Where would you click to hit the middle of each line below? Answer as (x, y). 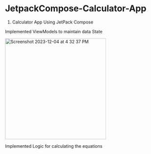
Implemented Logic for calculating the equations (54, 146)
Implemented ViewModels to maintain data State (54, 31)
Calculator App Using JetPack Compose (53, 22)
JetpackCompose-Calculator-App (76, 9)
